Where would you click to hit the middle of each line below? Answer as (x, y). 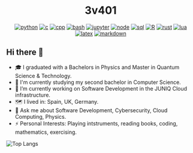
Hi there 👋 (25, 52)
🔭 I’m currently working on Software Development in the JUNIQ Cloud (101, 88)
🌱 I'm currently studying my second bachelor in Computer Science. (98, 82)
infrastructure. (33, 95)
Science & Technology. (43, 76)
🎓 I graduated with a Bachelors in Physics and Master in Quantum (97, 67)
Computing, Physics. (40, 116)
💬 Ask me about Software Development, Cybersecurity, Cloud (91, 110)
